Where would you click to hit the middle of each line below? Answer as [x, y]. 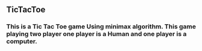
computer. [22, 42]
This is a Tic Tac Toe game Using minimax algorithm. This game [101, 27]
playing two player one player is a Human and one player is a [96, 34]
